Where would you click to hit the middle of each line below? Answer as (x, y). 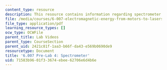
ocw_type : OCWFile (24, 33)
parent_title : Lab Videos (32, 37)
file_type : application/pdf (34, 23)
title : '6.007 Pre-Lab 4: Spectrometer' (48, 55)
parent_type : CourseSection (34, 42)
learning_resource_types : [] (35, 28)
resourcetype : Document (30, 51)
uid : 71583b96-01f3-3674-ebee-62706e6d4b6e (51, 60)
